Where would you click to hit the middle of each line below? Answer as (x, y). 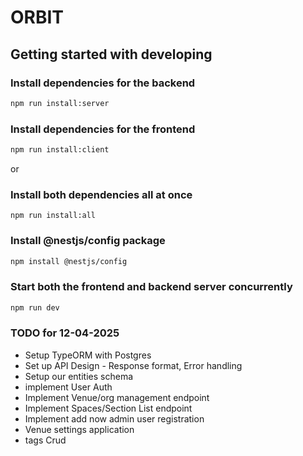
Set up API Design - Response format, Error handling (133, 365)
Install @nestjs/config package (88, 241)
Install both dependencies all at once (101, 194)
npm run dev (35, 307)
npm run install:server (60, 103)
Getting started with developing (111, 54)
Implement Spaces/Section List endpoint (108, 408)
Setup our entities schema (79, 376)
